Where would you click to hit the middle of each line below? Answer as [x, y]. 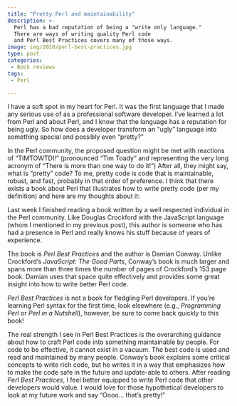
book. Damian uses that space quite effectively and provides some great [114, 277]
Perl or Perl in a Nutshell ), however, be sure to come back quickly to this [113, 313]
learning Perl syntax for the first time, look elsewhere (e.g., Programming [114, 306]
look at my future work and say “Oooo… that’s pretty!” [86, 395]
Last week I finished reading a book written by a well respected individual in [118, 210]
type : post [23, 54]
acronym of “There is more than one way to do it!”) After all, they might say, [118, 166]
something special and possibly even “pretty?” [75, 137]
